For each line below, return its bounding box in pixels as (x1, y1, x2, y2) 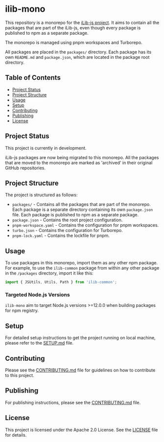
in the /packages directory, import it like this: (5, 270, 94, 276)
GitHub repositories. (5, 165, 46, 171)
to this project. (5, 372, 34, 378)
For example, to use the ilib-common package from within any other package (5, 265, 160, 271)
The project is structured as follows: (5, 192, 78, 198)
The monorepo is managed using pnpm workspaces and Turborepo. (5, 39, 143, 45)
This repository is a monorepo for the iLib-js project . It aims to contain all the (5, 20, 160, 25)
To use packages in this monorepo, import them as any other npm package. (5, 260, 158, 266)
